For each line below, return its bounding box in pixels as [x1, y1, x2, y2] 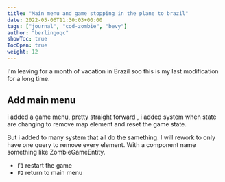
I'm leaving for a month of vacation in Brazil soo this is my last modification [7, 67, 219, 76]
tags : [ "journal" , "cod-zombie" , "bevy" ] [7, 23, 128, 30]
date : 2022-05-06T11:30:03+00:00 [7, 16, 103, 23]
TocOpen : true [7, 42, 48, 49]
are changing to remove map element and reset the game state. [7, 120, 187, 128]
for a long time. [7, 74, 50, 82]
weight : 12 [7, 49, 38, 56]
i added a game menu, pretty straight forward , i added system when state [7, 113, 217, 121]
